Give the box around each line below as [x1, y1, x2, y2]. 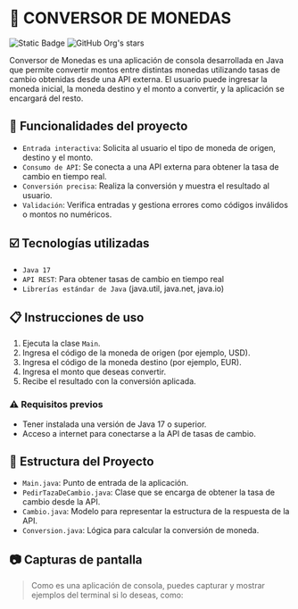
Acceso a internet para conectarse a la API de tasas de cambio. [21, 428, 256, 438]
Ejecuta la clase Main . [21, 338, 101, 349]
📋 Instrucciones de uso [9, 310, 145, 325]
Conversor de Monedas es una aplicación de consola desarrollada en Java [9, 54, 284, 65]
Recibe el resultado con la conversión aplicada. [21, 376, 196, 387]
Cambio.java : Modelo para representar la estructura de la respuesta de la [21, 506, 290, 517]
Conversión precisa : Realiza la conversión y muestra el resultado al [21, 180, 270, 191]
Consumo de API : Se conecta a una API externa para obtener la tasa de [21, 161, 279, 172]
